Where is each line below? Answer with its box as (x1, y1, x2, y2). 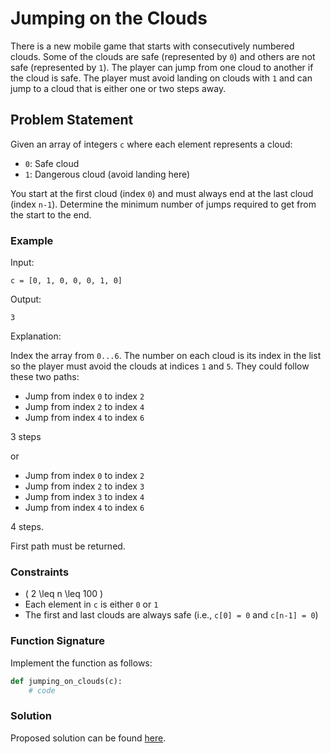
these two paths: (10, 371, 80, 383)
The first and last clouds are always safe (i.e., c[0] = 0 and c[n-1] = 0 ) (24, 609, 319, 621)
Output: (10, 293, 42, 306)
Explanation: (10, 330, 62, 342)
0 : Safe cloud (24, 157, 80, 169)
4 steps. (10, 521, 44, 533)
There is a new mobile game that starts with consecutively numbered (10, 40, 295, 52)
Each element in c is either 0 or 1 (24, 598, 159, 611)
